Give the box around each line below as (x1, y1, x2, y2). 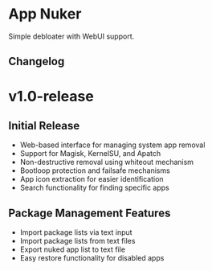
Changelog (8, 55, 65, 68)
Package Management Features (8, 206, 171, 220)
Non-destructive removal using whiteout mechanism (19, 158, 194, 167)
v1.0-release (8, 87, 94, 105)
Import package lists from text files (19, 236, 136, 246)
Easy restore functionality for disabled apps (19, 253, 165, 263)
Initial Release (8, 118, 80, 133)
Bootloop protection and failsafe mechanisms (19, 166, 170, 175)
